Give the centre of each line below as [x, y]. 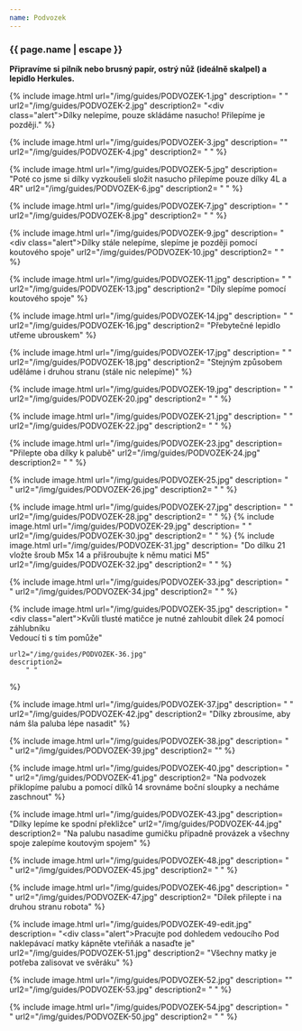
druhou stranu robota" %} [57, 907]
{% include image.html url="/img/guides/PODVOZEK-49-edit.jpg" [131, 924]
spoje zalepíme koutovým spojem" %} [80, 842]
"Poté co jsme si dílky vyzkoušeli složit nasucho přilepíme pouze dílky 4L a [148, 179]
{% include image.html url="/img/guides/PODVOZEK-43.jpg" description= [146, 814]
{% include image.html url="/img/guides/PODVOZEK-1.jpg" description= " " [149, 96]
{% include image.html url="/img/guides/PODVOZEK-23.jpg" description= [146, 443]
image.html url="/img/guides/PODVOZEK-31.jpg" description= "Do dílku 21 [147, 545]
